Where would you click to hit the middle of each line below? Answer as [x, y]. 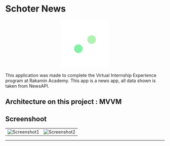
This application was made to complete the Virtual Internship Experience [81, 75]
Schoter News [36, 9]
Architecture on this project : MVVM [63, 102]
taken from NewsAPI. [27, 86]
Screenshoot [26, 119]
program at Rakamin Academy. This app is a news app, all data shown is [80, 81]
